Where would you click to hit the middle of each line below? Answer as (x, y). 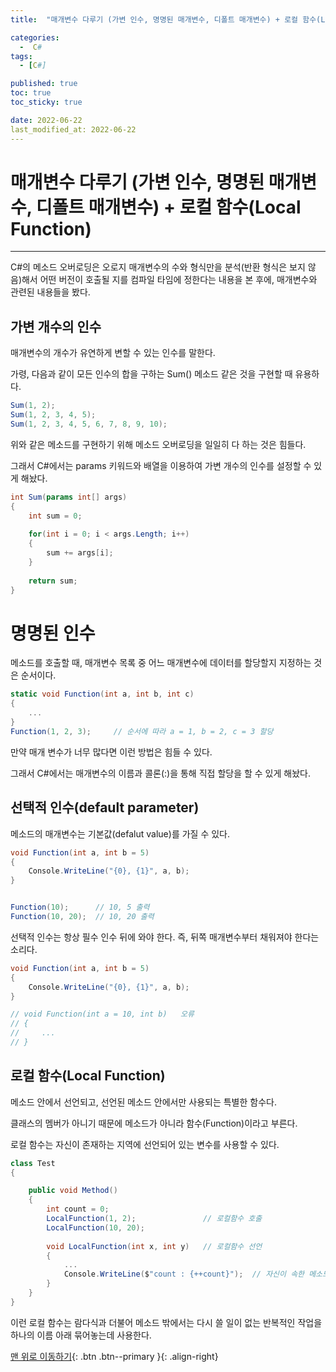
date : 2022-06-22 (46, 120)
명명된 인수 (53, 633)
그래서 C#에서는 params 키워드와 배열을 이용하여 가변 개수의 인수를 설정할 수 (161, 465)
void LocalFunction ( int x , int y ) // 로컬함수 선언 (154, 1246)
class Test (33, 1163)
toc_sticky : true (46, 102)
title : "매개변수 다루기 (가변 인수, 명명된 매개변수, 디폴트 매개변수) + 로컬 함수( (166, 19)
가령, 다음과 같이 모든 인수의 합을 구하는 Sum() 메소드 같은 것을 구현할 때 (151, 374)
